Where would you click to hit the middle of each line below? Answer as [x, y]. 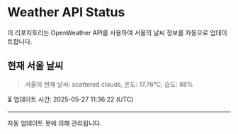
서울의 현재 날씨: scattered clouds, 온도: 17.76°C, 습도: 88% [109, 84]
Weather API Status [66, 12]
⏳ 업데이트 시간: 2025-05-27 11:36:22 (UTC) [70, 99]
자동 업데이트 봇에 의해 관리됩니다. [55, 123]
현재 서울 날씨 [35, 66]
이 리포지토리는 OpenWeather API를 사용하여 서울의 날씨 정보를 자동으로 [108, 32]
